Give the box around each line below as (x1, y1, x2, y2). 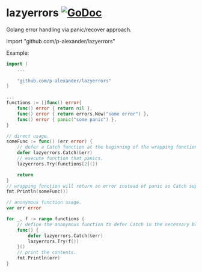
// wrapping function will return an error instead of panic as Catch (6, 183, 187, 189)
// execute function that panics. (17, 155, 103, 162)
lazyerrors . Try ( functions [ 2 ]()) (17, 161, 98, 167)
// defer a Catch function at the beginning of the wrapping (17, 144, 173, 150)
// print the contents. (17, 250, 77, 256)
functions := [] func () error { (6, 100, 82, 106)
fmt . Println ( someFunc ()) (6, 188, 69, 195)
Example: (6, 49, 29, 57)
